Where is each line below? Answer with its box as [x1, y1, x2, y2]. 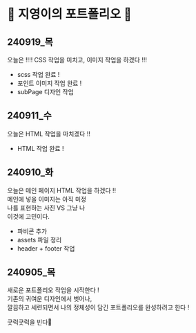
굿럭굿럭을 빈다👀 [7, 318, 52, 326]
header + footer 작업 [17, 244, 75, 253]
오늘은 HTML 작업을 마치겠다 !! [7, 129, 91, 138]
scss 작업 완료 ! [17, 71, 60, 78]
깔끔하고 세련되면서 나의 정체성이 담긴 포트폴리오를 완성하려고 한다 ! [7, 303, 190, 312]
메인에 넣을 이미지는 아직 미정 [7, 195, 87, 203]
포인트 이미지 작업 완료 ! [17, 79, 82, 87]
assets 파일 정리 [17, 235, 62, 244]
